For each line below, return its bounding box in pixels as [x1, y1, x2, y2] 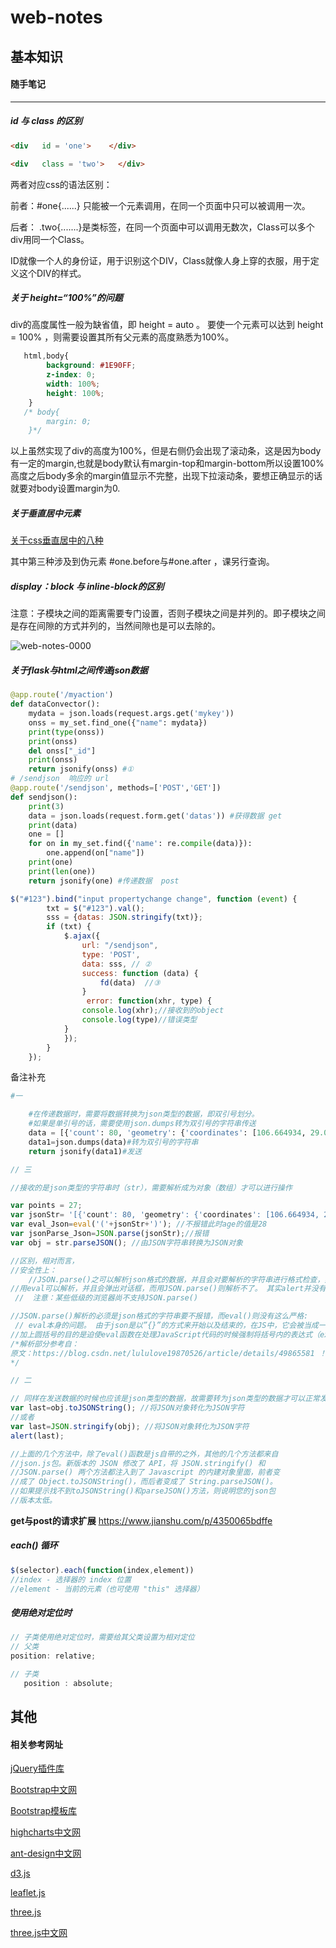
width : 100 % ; [46, 379, 101, 390]
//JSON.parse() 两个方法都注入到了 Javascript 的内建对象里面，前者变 [10, 1467, 281, 1478]
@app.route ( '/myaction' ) [10, 690, 114, 700]
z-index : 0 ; [46, 370, 97, 380]
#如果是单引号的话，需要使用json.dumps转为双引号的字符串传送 [28, 1119, 257, 1129]
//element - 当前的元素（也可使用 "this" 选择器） [10, 1584, 205, 1594]
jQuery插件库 [10, 1762, 65, 1775]
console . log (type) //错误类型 [81, 1015, 198, 1025]
